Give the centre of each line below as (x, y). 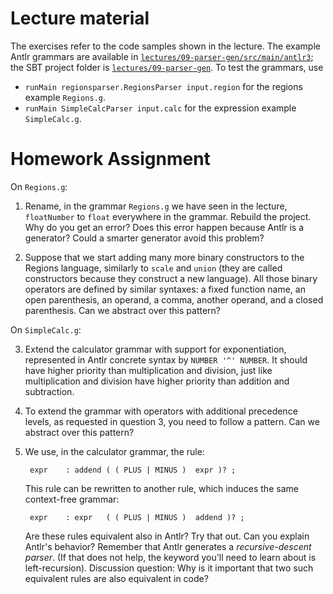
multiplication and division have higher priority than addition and (157, 381)
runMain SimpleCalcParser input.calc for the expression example (160, 108)
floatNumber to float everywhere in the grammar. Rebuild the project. (168, 216)
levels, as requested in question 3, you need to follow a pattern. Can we (172, 421)
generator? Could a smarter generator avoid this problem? (144, 238)
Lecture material (80, 18)
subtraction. (49, 391)
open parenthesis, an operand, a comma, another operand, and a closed (174, 299)
